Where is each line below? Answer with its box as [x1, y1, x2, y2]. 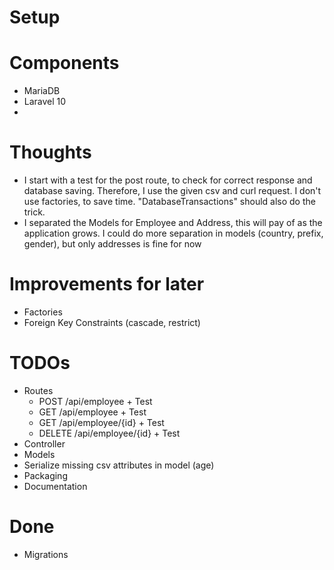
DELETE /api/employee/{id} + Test [38, 427, 181, 439]
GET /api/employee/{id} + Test [38, 416, 165, 428]
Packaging [23, 469, 68, 481]
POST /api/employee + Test [38, 395, 153, 407]
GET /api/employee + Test [38, 406, 147, 418]
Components [9, 52, 120, 75]
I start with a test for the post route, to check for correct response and [23, 174, 313, 186]
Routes [23, 384, 54, 396]
